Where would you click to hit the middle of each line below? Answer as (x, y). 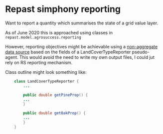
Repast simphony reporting (63, 9)
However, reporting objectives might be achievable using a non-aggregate (81, 46)
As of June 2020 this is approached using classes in (59, 32)
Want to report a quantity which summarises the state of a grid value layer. (82, 23)
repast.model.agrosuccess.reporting (43, 37)
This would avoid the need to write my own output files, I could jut (87, 57)
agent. (12, 57)
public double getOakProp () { (54, 113)
